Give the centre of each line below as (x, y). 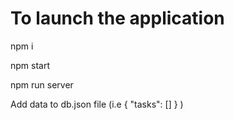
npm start (30, 65)
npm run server (42, 84)
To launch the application (117, 18)
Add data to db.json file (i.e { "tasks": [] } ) (97, 104)
